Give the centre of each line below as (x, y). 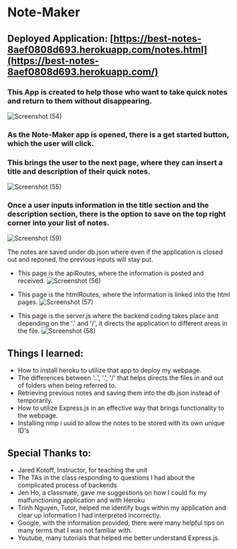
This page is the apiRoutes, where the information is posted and (110, 273)
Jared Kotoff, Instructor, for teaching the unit (82, 470)
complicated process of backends (67, 485)
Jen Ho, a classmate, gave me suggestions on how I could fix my (112, 493)
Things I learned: (45, 353)
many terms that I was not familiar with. (75, 531)
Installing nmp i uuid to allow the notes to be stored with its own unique (121, 423)
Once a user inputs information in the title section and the (108, 205)
